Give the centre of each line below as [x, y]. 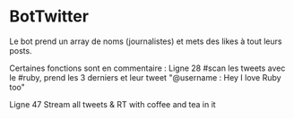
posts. [21, 50]
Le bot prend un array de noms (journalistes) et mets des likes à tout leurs [146, 41]
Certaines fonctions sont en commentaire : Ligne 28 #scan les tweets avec [147, 68]
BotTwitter [49, 17]
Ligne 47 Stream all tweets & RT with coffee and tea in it [113, 104]
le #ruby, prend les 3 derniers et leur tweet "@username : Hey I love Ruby [145, 77]
